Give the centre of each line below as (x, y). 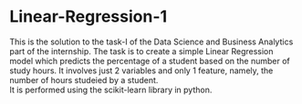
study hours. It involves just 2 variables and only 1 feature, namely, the (141, 71)
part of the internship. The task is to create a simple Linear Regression (141, 51)
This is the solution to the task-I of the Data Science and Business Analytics (151, 42)
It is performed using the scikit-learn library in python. (111, 90)
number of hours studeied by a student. (84, 80)
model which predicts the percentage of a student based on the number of (150, 61)
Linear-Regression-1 (89, 17)
